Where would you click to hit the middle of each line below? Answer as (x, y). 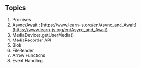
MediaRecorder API (32, 40)
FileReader (23, 50)
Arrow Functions (29, 55)
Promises (21, 19)
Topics (16, 8)
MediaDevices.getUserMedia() (43, 35)
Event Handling (27, 60)
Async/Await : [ (27, 25)
